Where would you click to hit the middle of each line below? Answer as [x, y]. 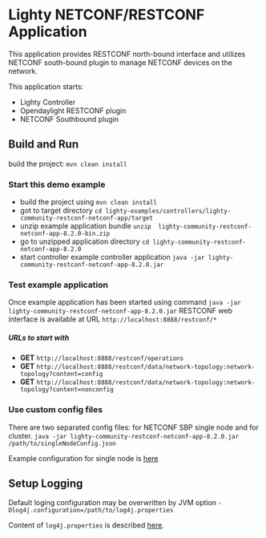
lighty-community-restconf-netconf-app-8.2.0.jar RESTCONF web [120, 311]
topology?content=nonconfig [66, 390]
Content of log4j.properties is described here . [86, 525]
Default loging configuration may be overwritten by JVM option [113, 503]
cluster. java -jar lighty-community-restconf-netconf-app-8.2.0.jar [124, 435]
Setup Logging [46, 483]
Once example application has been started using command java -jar [125, 302]
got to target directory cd [61, 211]
